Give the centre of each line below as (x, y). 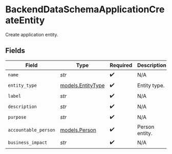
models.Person (78, 130)
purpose (17, 117)
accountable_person (31, 130)
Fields (15, 51)
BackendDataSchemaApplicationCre (85, 9)
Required (121, 65)
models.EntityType (82, 86)
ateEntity (25, 20)
